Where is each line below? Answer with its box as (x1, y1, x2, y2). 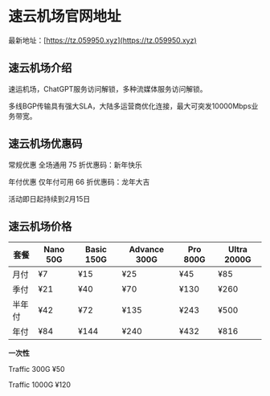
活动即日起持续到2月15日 (8, 194, 91, 203)
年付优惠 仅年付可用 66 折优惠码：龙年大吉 (8, 177, 150, 186)
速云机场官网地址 (8, 7, 122, 26)
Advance (129, 244, 165, 255)
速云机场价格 (8, 219, 72, 233)
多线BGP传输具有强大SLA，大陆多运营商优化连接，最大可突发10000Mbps (8, 101, 252, 111)
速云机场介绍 (8, 61, 72, 75)
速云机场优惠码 (8, 137, 83, 151)
